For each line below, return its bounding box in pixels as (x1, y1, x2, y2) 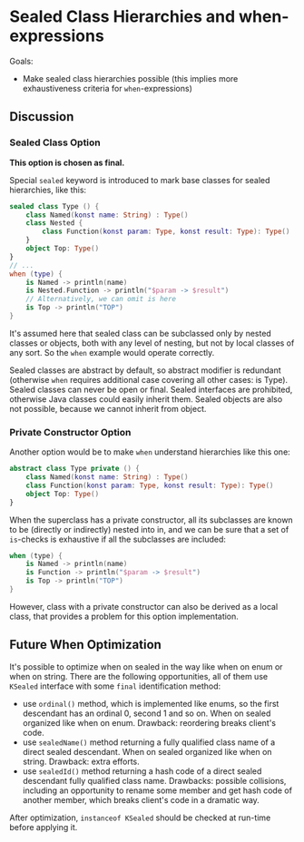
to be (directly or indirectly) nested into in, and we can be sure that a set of (9, 524, 289, 534)
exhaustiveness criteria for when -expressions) (22, 83, 193, 93)
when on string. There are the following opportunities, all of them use (9, 671, 269, 681)
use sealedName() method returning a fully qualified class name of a (22, 737, 276, 748)
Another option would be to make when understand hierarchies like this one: (9, 446, 290, 457)
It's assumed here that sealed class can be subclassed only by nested (9, 328, 272, 338)
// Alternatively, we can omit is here (25, 295, 177, 304)
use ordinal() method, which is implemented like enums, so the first (22, 698, 279, 709)
